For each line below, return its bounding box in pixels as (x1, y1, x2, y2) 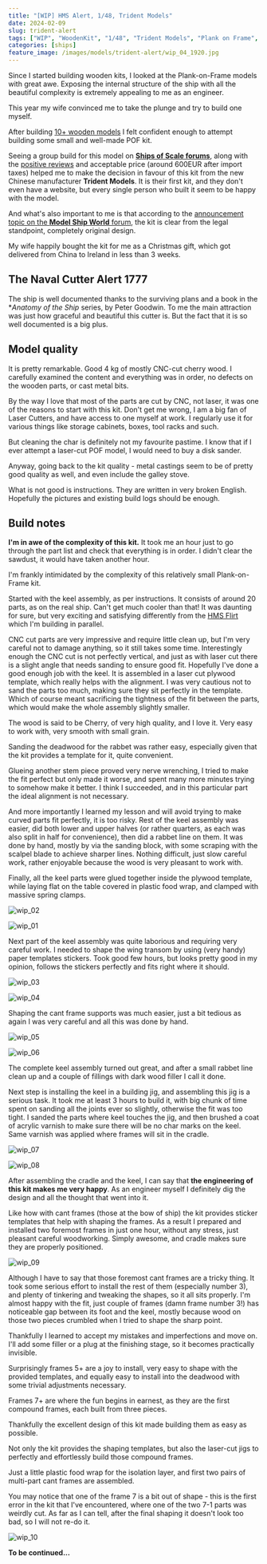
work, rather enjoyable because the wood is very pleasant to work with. (8, 858, 243, 867)
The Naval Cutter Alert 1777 (8, 273, 148, 286)
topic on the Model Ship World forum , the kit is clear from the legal (8, 217, 229, 227)
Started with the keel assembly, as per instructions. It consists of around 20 (8, 594, 257, 603)
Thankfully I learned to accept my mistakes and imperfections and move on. (8, 1331, 257, 1341)
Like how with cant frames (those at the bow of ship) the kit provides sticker (8, 1208, 258, 1218)
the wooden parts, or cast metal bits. (8, 381, 129, 390)
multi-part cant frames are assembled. (8, 1476, 135, 1486)
